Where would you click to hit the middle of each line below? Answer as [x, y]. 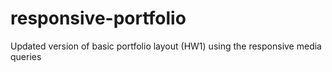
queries [26, 56]
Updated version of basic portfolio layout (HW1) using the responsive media [166, 46]
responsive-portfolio [98, 18]
